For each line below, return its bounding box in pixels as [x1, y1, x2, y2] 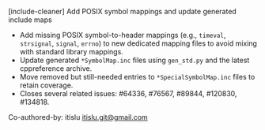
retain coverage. [19, 80, 74, 90]
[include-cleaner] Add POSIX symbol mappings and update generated [8, 7, 237, 16]
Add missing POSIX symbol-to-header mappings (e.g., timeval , [19, 31, 226, 39]
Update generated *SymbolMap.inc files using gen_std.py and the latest [19, 55, 250, 65]
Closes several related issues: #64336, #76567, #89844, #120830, [19, 89, 237, 98]
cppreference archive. [19, 64, 93, 73]
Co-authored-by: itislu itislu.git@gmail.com [8, 113, 148, 121]
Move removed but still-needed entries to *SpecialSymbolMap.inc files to [19, 72, 256, 81]
